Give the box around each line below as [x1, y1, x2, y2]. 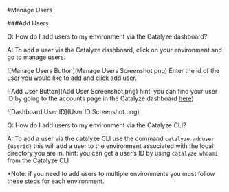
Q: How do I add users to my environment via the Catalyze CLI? [7, 121, 187, 129]
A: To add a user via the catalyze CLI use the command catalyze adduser [7, 134, 215, 142]
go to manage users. [7, 53, 66, 61]
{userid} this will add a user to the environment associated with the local [7, 142, 214, 150]
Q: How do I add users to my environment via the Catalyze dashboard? [7, 32, 208, 41]
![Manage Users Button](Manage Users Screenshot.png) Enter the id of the [7, 67, 220, 74]
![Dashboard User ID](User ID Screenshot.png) [7, 108, 140, 116]
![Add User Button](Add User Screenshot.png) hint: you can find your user [7, 87, 218, 95]
